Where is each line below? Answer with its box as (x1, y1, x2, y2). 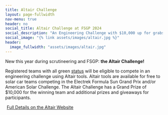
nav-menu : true (5, 16, 37, 21)
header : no (5, 21, 28, 26)
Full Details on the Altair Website (6, 104, 73, 110)
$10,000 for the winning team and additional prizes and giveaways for (5, 89, 149, 95)
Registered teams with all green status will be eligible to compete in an (5, 68, 150, 74)
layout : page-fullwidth (5, 12, 55, 17)
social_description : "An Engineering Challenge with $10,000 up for (5, 30, 151, 35)
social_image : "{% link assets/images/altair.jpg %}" (5, 35, 120, 40)
